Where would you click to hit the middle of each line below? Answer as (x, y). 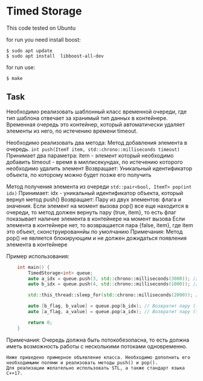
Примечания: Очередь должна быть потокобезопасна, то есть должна (98, 340)
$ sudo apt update (29, 51)
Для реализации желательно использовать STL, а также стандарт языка (96, 368)
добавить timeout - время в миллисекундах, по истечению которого (95, 162)
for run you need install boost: (44, 39)
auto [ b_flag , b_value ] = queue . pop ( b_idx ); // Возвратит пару (109, 306)
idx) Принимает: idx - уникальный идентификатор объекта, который (95, 193)
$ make (14, 78)
